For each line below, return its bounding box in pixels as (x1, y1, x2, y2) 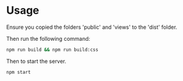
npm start (6, 69, 31, 75)
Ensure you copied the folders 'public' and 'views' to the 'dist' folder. (6, 23, 178, 31)
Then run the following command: (6, 35, 91, 42)
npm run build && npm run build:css (6, 46, 98, 53)
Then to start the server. (6, 58, 66, 65)
